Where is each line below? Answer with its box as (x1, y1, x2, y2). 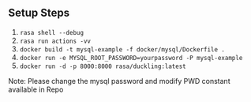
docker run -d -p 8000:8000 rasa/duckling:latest (19, 62, 187, 70)
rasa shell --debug (19, 28, 84, 36)
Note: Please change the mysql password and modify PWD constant (8, 76, 230, 85)
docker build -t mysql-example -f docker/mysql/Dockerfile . (19, 45, 226, 54)
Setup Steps (8, 6, 69, 20)
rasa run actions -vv (19, 37, 91, 45)
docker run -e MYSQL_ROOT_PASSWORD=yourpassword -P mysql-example (19, 54, 243, 62)
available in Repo (8, 85, 64, 94)
